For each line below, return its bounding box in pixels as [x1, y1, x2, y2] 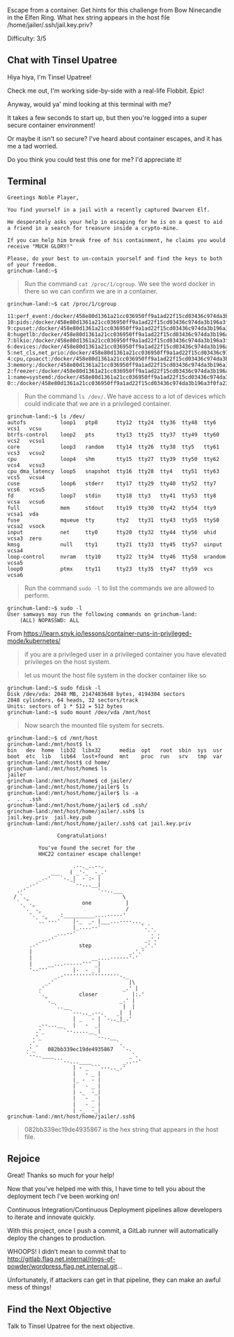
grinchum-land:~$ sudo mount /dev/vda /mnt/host [7, 709, 151, 716]
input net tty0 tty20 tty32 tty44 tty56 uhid [7, 529, 217, 536]
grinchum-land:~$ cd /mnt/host [7, 734, 98, 741]
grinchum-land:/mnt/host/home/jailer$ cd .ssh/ [7, 801, 148, 808]
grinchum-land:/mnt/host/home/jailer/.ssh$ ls [7, 808, 145, 815]
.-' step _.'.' [29, 942, 157, 949]
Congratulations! [56, 832, 108, 839]
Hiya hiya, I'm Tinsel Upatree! [7, 73, 92, 81]
